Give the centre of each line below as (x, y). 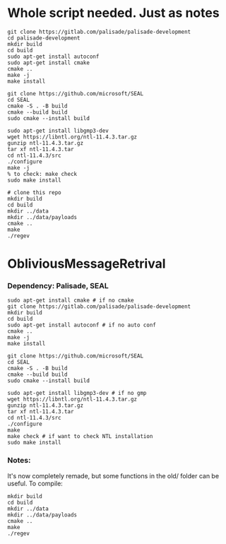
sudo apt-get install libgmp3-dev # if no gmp (77, 394)
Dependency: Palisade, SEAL (58, 286)
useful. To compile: (35, 483)
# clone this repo (34, 192)
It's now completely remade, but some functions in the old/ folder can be (113, 475)
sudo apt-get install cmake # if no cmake (71, 301)
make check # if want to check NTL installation (80, 437)
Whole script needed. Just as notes (114, 13)
